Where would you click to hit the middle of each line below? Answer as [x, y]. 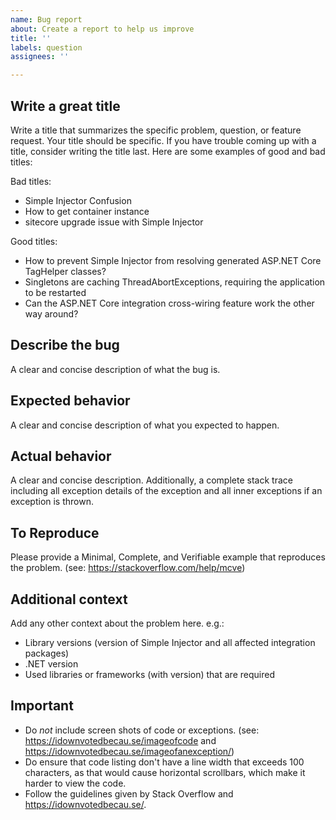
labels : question [46, 47]
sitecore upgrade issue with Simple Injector [114, 222]
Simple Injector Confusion [78, 200]
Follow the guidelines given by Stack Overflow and [129, 793]
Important [42, 706]
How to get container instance [87, 211]
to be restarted [55, 292]
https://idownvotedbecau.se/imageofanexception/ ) [129, 751]
